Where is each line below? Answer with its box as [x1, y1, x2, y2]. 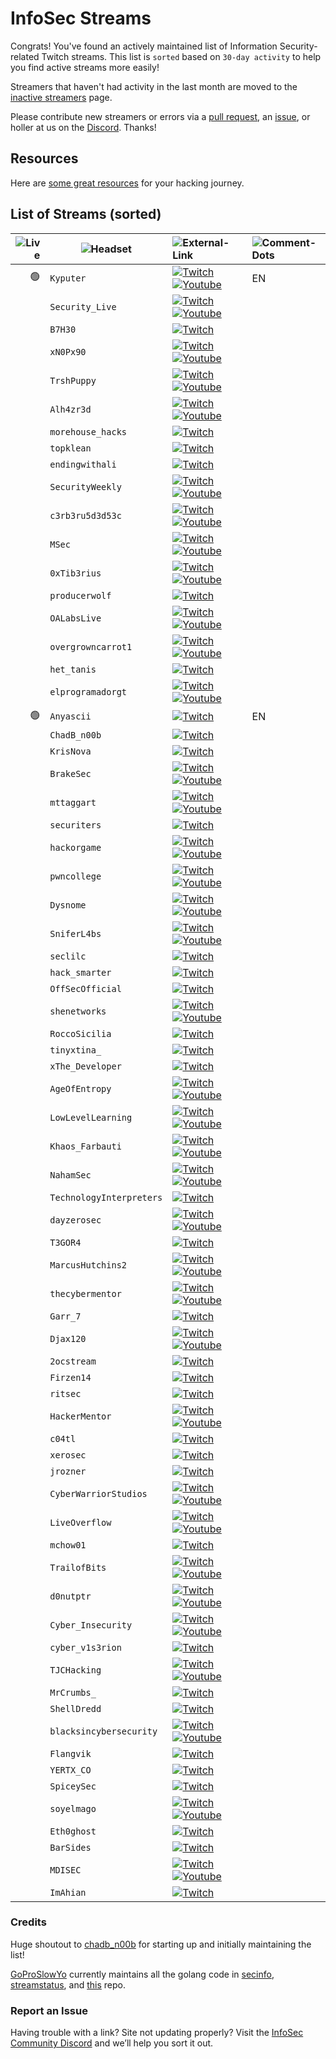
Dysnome [49, 899, 87, 911]
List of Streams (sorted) [10, 206, 162, 223]
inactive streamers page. [10, 91, 113, 103]
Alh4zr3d [49, 403, 92, 415]
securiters [49, 819, 102, 831]
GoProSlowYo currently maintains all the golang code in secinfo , [10, 1968, 275, 1980]
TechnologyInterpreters [49, 1192, 163, 1203]
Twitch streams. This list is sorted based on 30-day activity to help [41, 50, 322, 62]
